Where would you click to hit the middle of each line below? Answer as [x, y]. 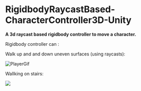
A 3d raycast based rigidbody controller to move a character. [71, 34]
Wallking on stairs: [25, 73]
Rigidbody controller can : [32, 44]
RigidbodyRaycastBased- [60, 9]
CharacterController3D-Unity [68, 20]
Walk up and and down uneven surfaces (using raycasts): [65, 54]
